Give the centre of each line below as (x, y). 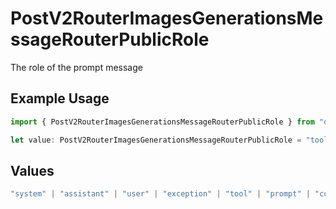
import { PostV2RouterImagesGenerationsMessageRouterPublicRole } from (162, 122)
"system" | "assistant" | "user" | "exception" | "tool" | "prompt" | (160, 194)
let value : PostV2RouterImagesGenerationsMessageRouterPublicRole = (156, 140)
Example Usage (60, 98)
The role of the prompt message (76, 67)
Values (32, 170)
